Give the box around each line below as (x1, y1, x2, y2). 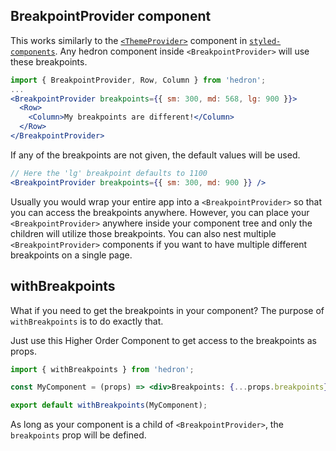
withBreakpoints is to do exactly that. (10, 315, 164, 327)
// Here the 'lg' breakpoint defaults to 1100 (10, 168, 208, 178)
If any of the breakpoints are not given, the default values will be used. (10, 149, 301, 161)
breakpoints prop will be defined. (10, 429, 147, 441)
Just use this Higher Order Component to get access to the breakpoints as (10, 334, 317, 346)
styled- (249, 36, 282, 46)
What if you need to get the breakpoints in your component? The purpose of (10, 304, 325, 316)
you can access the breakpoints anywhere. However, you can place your (10, 206, 310, 218)
